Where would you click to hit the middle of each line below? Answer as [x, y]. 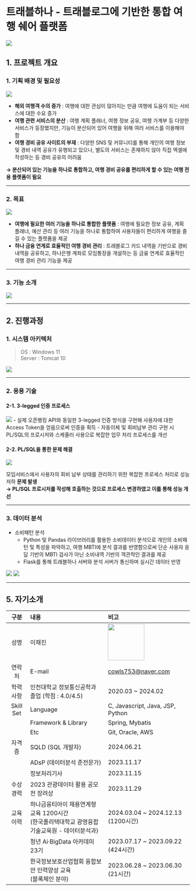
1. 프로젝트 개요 [32, 63]
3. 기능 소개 [21, 282]
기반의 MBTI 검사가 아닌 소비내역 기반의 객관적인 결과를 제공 [98, 554]
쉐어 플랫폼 [43, 27]
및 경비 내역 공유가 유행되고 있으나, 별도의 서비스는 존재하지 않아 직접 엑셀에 [101, 149]
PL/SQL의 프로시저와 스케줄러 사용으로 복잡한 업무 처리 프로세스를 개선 [87, 435]
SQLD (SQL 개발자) [56, 747]
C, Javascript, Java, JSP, [142, 706]
